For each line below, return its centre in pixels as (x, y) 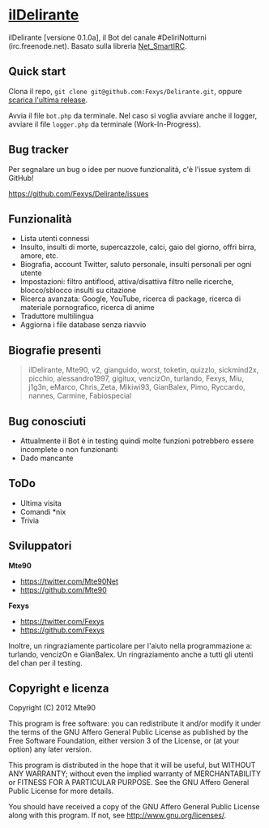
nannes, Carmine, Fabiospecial (80, 396)
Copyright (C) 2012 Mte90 (52, 708)
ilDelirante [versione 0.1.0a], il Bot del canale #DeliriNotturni (107, 37)
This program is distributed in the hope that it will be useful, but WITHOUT (132, 765)
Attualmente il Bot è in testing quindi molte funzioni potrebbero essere (137, 441)
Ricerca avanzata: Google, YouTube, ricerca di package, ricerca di (130, 299)
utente (31, 273)
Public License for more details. (61, 791)
